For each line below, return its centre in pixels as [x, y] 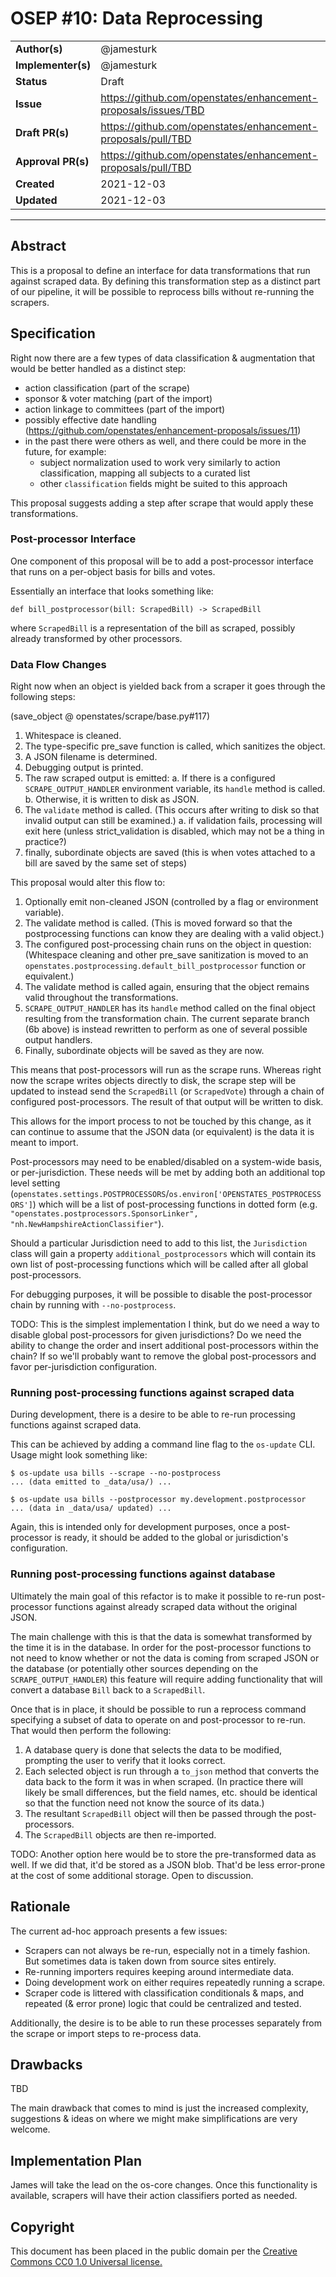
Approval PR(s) [52, 161]
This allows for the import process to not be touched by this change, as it [161, 1121]
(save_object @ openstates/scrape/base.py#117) [110, 716]
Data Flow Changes [58, 664]
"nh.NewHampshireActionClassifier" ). [87, 1224]
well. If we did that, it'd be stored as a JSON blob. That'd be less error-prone [168, 1864]
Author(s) [39, 49]
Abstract [38, 246]
